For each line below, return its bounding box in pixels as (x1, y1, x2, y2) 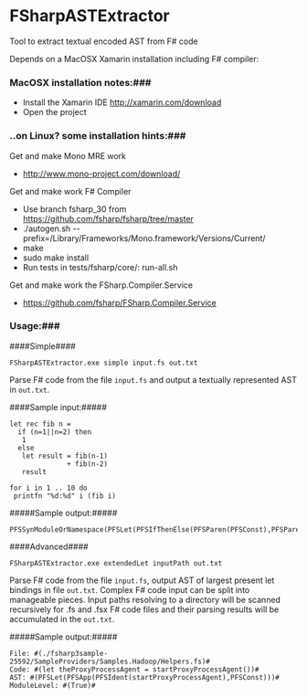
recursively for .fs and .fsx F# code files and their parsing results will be (9, 604, 280, 615)
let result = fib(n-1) (21, 451, 108, 460)
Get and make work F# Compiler (9, 185, 132, 196)
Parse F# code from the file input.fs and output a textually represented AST (9, 374, 297, 385)
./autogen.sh (22, 223, 71, 234)
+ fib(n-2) (67, 459, 108, 469)
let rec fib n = (9, 419, 71, 428)
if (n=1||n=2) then (17, 427, 92, 437)
